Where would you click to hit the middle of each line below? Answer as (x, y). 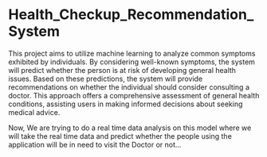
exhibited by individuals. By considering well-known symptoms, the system (132, 62)
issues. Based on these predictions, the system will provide (106, 78)
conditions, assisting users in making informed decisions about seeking (126, 104)
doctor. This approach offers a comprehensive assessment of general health (134, 95)
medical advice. (34, 112)
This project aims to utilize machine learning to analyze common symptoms (132, 53)
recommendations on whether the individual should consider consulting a (129, 87)
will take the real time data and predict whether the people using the (120, 136)
